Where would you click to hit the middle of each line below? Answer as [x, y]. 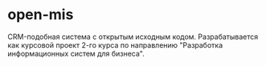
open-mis [41, 15]
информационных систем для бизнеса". [76, 53]
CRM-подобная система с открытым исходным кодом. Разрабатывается [133, 37]
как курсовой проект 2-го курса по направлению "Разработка [115, 45]
